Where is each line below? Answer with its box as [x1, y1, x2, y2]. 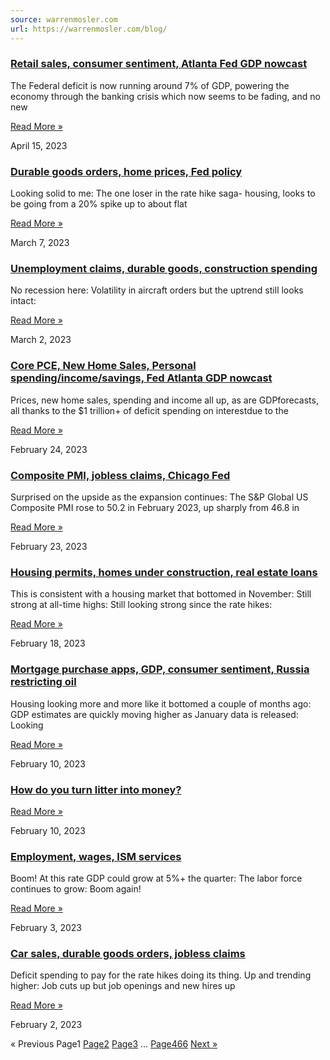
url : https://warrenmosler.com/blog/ [10, 24, 168, 34]
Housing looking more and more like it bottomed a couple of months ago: [10, 697, 312, 710]
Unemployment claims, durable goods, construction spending [10, 262, 318, 276]
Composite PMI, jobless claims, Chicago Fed [10, 468, 231, 482]
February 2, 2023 [10, 1019, 83, 1031]
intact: [10, 295, 37, 307]
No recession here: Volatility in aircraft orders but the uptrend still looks [10, 284, 304, 296]
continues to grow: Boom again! [10, 883, 142, 895]
